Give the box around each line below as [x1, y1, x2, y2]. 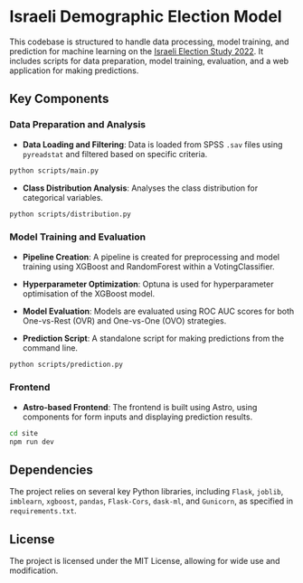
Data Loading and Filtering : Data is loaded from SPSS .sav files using [22, 138, 283, 150]
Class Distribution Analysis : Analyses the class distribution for [22, 183, 259, 193]
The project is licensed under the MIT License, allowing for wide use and [9, 556, 280, 567]
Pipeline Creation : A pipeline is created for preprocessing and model [22, 251, 280, 262]
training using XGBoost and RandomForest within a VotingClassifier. [22, 260, 275, 272]
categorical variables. [22, 192, 104, 202]
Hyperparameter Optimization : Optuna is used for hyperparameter [22, 278, 274, 289]
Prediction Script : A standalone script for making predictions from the [22, 333, 285, 343]
